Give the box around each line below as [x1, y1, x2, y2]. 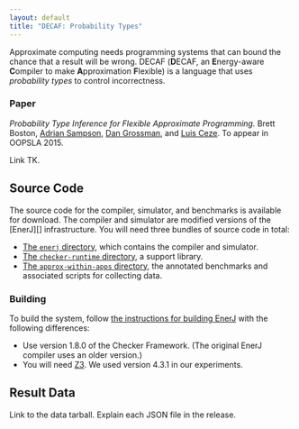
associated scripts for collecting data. [22, 269, 163, 280]
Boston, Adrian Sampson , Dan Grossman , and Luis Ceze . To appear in [9, 127, 268, 138]
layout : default [9, 13, 70, 23]
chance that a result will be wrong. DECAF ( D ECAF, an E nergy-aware [9, 56, 265, 67]
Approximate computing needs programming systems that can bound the [9, 46, 282, 57]
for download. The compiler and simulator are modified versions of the [9, 214, 272, 225]
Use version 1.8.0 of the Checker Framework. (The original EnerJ [22, 340, 263, 351]
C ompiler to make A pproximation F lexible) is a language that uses [9, 65, 253, 77]
